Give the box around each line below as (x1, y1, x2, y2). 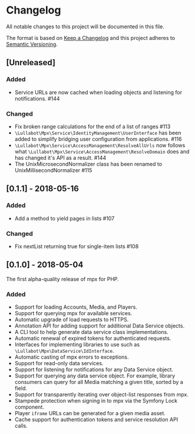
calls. (14, 422, 28, 429)
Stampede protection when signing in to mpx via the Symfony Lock (14, 398, 178, 405)
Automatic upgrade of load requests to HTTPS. (14, 316, 129, 323)
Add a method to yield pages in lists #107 (14, 215, 115, 222)
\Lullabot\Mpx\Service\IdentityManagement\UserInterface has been (14, 129, 181, 136)
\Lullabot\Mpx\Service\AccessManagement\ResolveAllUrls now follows (14, 142, 186, 149)
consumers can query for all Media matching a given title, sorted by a (14, 379, 184, 386)
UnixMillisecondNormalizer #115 (14, 166, 92, 173)
